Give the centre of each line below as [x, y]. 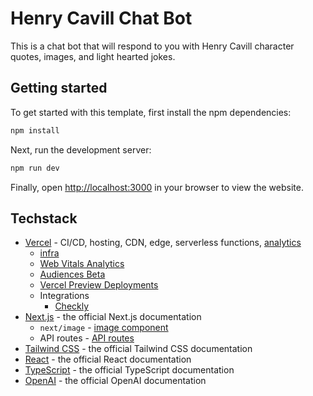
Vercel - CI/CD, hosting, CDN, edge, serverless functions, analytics [163, 243]
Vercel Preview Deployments [99, 285]
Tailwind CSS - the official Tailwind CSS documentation [138, 349]
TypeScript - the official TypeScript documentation [129, 370]
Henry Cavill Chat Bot [101, 18]
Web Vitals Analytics [82, 264]
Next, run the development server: [81, 149]
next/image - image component [104, 328]
